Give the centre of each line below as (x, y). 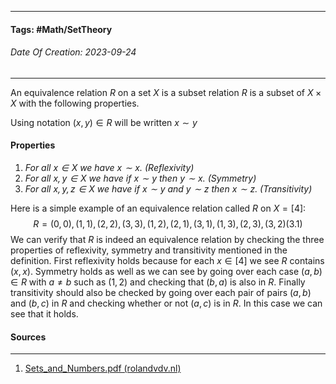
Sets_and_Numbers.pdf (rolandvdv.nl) (103, 368)
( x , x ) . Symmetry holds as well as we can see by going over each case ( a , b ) (166, 271)
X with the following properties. (75, 103)
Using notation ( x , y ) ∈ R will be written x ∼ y (104, 122)
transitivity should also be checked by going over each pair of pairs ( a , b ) (161, 292)
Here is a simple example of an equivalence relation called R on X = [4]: (158, 208)
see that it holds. (44, 314)
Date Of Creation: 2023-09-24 (73, 52)
